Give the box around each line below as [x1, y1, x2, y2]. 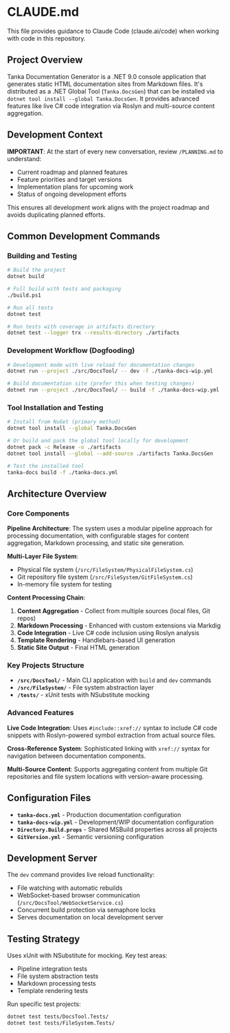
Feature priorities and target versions [16, 175, 122, 183]
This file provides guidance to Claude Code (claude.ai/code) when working [7, 27, 220, 35]
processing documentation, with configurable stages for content [7, 531, 189, 540]
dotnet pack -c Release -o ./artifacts [7, 443, 122, 451]
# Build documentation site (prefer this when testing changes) [7, 380, 195, 387]
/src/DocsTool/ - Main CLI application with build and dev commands [16, 676, 211, 685]
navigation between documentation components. [7, 752, 146, 760]
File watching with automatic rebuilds [16, 884, 123, 892]
